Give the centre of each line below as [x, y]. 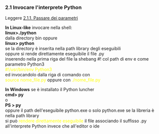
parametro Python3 [25, 64]
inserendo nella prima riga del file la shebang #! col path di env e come [77, 59]
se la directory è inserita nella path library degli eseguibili [63, 49]
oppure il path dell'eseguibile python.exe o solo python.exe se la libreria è [80, 110]
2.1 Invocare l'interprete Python [44, 7]
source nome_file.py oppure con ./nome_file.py [53, 80]
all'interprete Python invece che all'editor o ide [52, 126]
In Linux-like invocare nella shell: [39, 28]
